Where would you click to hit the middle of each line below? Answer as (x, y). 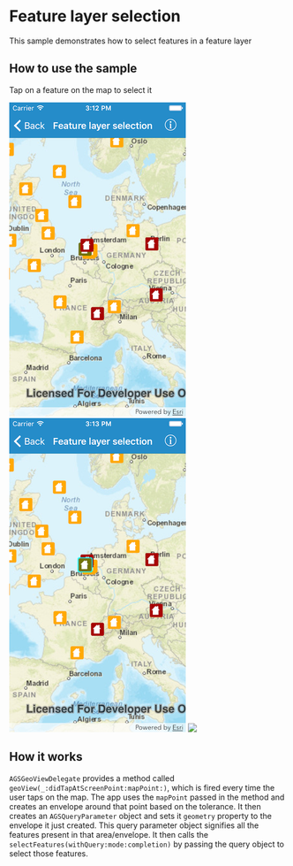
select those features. (49, 853)
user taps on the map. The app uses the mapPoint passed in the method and (147, 797)
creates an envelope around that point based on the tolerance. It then (135, 806)
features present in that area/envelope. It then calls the (109, 834)
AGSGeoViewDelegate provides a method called (92, 778)
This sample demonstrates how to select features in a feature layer (131, 41)
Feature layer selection (95, 16)
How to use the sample (73, 69)
